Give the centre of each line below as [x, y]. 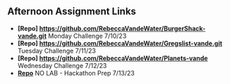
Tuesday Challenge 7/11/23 [57, 50]
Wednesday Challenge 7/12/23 [62, 65]
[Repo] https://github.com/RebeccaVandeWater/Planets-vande [113, 58]
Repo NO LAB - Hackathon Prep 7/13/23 [76, 73]
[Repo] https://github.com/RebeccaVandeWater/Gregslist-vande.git [120, 43]
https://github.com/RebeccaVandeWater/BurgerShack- [122, 28]
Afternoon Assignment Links [72, 12]
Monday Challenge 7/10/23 [87, 36]
